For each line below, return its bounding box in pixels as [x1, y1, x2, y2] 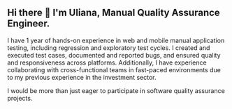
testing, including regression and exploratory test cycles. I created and [7, 43, 210, 52]
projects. [7, 94, 33, 102]
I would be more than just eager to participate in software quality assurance [7, 86, 225, 94]
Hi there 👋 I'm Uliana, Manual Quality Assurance [7, 7, 220, 19]
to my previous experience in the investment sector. [7, 73, 157, 81]
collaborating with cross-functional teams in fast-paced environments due [7, 65, 222, 74]
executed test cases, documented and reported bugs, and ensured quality [7, 51, 222, 59]
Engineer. [7, 18, 50, 30]
